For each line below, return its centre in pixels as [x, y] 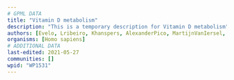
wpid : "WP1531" [29, 65]
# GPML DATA [24, 14]
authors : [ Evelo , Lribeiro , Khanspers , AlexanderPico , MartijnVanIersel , [117, 33]
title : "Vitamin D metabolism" [53, 20]
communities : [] [31, 59]
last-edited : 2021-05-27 [43, 53]
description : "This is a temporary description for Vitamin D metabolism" [118, 26]
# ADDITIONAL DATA [34, 46]
